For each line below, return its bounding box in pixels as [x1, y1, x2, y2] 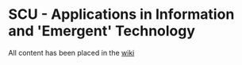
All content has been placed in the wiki [8, 48, 135, 57]
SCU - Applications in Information [8, 5, 235, 23]
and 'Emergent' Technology [8, 22, 196, 40]
